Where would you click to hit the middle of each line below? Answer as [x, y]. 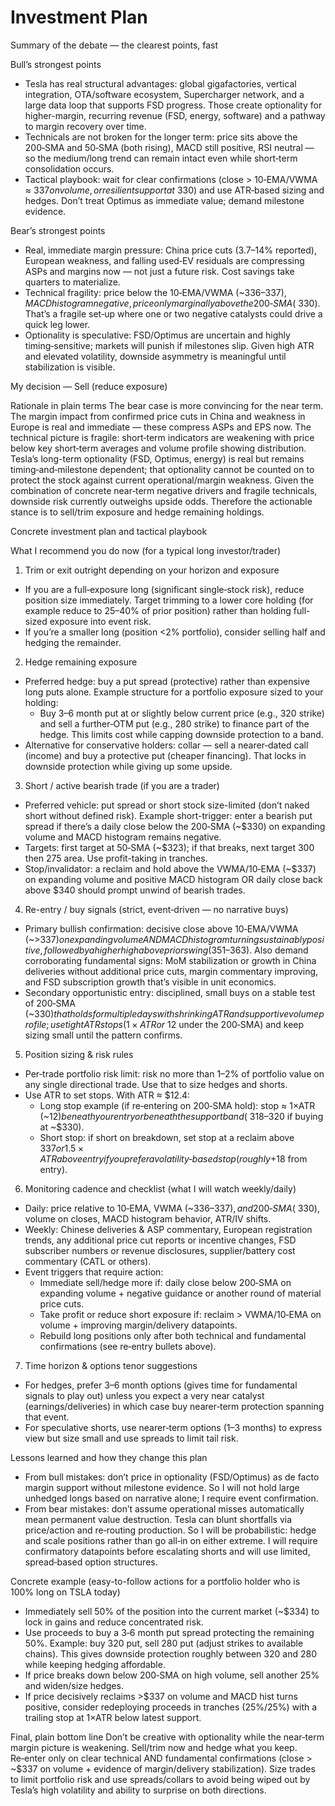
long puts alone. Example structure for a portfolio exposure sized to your [174, 692]
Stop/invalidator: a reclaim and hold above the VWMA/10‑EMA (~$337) [170, 868]
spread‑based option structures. [91, 1562]
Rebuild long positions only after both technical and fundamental [173, 1335]
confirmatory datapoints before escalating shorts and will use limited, [167, 1551]
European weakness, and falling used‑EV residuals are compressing [164, 260]
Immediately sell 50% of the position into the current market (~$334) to [172, 1611]
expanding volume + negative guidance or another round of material [180, 1293]
